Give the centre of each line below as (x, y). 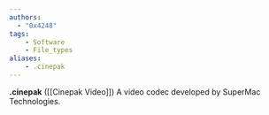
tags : (19, 34)
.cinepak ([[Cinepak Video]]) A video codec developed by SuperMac (135, 92)
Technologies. (35, 101)
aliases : (25, 58)
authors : (25, 17)
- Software (45, 42)
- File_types (49, 50)
